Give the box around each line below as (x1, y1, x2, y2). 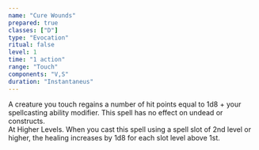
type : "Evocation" (8, 33, 69, 42)
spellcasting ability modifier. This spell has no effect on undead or (8, 107, 223, 117)
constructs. (8, 116, 46, 126)
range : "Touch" (8, 63, 59, 71)
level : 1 (8, 48, 37, 56)
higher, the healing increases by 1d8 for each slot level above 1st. (8, 133, 220, 142)
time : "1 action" (8, 56, 66, 64)
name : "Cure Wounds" (8, 11, 77, 20)
